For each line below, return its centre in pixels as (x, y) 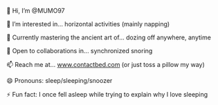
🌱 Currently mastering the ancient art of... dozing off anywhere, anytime (109, 37)
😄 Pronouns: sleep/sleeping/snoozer (60, 80)
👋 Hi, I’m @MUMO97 (36, 11)
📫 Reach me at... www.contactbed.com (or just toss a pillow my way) (106, 65)
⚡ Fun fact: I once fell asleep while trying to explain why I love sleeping (107, 94)
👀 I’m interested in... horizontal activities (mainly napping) (88, 24)
